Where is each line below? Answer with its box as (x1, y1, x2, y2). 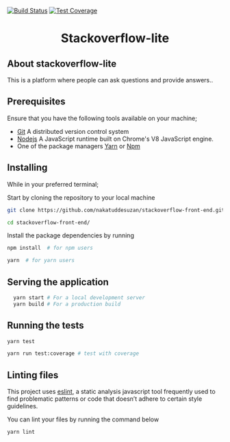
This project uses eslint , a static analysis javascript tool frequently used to (7, 388, 216, 396)
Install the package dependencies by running (7, 231, 135, 240)
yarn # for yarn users (7, 257, 75, 264)
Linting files (7, 369, 59, 381)
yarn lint (7, 429, 36, 436)
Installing (7, 162, 48, 174)
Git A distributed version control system (16, 127, 129, 135)
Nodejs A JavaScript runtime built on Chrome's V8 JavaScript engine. (16, 135, 214, 143)
